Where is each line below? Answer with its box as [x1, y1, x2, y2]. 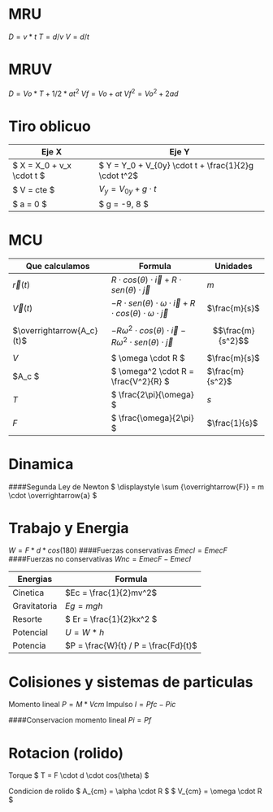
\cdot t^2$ [98, 170, 139, 181]
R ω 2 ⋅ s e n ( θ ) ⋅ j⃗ [110, 335, 174, 348]
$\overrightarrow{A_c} [12, 324, 98, 336]
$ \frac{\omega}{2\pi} [110, 412, 194, 423]
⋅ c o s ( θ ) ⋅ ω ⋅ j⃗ [110, 307, 169, 319]
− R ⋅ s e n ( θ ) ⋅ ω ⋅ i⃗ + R [110, 297, 196, 309]
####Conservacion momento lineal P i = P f [8, 715, 152, 725]
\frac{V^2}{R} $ [110, 376, 170, 387]
